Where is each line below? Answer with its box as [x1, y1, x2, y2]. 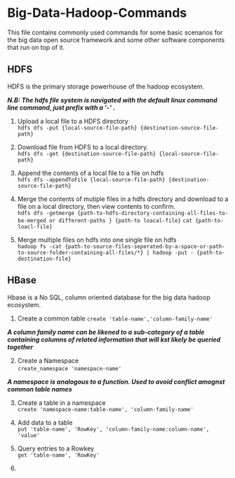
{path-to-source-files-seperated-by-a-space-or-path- [65, 243, 226, 250]
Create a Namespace [17, 356, 79, 365]
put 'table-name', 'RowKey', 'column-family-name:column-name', [17, 425, 210, 433]
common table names [7, 385, 72, 393]
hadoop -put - [152, 249, 194, 256]
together [7, 342, 34, 351]
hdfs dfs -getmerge [17, 209, 75, 217]
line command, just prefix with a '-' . [7, 103, 116, 112]
